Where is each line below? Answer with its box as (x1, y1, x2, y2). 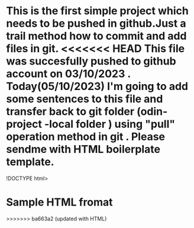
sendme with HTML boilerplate (6, 143, 161, 156)
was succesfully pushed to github (6, 54, 176, 68)
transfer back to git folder (6, 105, 135, 118)
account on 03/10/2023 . (6, 67, 131, 81)
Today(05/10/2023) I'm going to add (6, 80, 188, 93)
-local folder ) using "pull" (44, 117, 176, 131)
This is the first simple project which (6, 4, 189, 18)
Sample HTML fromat (6, 195, 113, 209)
